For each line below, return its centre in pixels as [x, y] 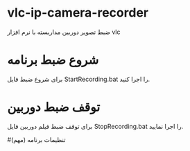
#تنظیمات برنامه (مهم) [36, 139]
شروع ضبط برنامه [53, 60]
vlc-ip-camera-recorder [78, 13]
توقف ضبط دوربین [54, 107]
